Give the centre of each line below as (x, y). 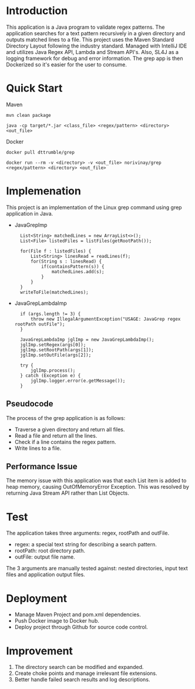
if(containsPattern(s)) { (73, 266)
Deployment (37, 598)
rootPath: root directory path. (50, 551)
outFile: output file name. (45, 557)
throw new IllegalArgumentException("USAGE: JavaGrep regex (105, 319)
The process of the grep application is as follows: (66, 418)
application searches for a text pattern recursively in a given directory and (95, 33)
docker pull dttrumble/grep (41, 152)
